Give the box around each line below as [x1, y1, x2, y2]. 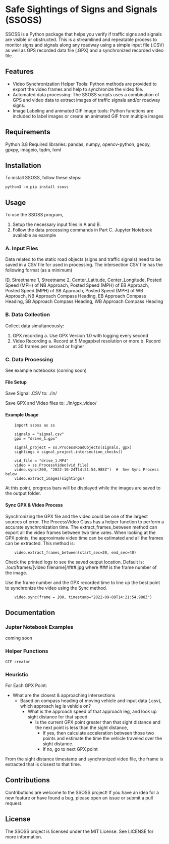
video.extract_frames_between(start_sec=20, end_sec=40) [14, 550, 137, 555]
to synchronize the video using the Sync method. [5, 585, 107, 591]
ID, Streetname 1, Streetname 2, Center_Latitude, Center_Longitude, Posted [5, 277, 162, 283]
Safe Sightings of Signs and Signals [5, 4, 157, 15]
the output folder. [5, 490, 41, 496]
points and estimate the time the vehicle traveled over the [42, 735, 162, 741]
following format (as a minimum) [5, 267, 73, 273]
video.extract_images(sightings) [14, 476, 85, 481]
